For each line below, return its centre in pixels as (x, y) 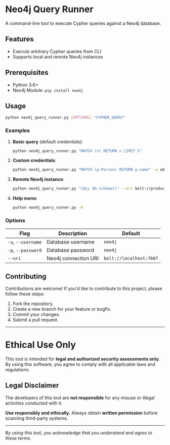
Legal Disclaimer (32, 386)
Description (73, 233)
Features (19, 39)
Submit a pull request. (35, 320)
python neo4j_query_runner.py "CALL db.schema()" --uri (73, 189)
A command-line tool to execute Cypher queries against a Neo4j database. (83, 23)
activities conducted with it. (34, 403)
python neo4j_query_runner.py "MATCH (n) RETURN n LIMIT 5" (77, 151)
